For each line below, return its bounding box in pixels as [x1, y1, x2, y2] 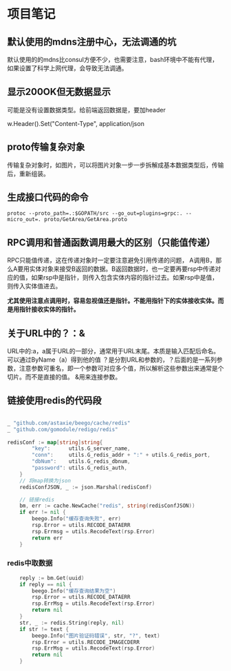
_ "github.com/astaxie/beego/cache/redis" [7, 420, 131, 426]
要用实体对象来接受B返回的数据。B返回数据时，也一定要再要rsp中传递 [16, 265, 215, 273]
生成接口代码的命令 [7, 192, 89, 203]
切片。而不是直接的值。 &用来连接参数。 [7, 373, 122, 381]
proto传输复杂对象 [7, 141, 85, 153]
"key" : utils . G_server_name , [32, 445, 131, 452]
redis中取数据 [7, 559, 53, 568]
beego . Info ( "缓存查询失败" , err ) [32, 515, 122, 522]
